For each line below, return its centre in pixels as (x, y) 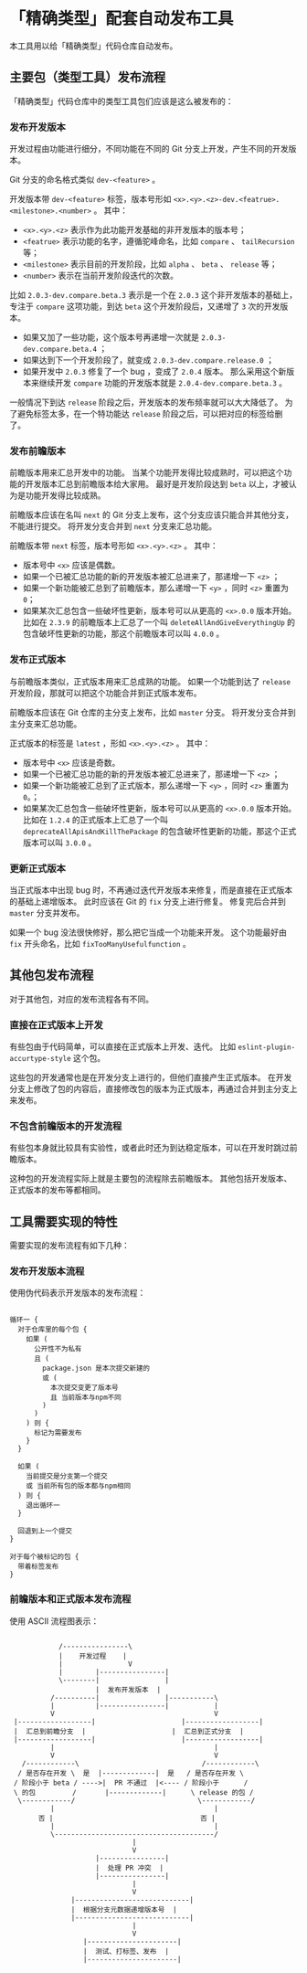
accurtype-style (40, 1059)
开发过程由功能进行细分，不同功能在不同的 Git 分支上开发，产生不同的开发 (149, 149)
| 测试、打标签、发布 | (126, 1951)
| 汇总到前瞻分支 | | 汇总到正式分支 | (128, 1731)
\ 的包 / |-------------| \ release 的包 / (133, 1792)
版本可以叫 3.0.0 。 (59, 843)
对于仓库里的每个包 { (53, 1330)
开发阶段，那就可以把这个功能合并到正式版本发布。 (106, 693)
